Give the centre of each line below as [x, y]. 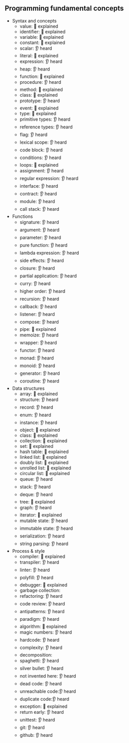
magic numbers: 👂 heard [46, 632]
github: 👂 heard [36, 735]
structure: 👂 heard [39, 399]
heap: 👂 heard [35, 69]
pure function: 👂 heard [44, 245]
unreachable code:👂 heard [48, 691]
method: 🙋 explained [41, 89]
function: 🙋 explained [42, 76]
